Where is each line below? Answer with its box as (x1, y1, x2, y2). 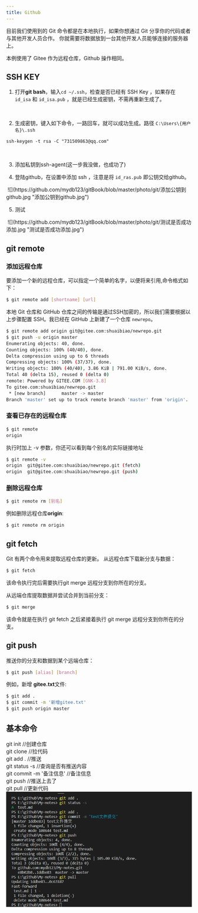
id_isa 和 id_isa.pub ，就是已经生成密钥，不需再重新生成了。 (14, 96, 165, 103)
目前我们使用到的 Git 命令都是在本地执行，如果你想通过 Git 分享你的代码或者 (6, 27, 191, 34)
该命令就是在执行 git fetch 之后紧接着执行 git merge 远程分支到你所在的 (6, 615, 179, 622)
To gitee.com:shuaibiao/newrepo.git (6, 384, 96, 390)
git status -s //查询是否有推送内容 (6, 762, 87, 769)
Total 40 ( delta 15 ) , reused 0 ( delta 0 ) (6, 372, 110, 378)
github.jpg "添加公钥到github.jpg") (6, 194, 90, 201)
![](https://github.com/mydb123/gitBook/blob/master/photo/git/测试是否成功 (7, 219, 192, 226)
